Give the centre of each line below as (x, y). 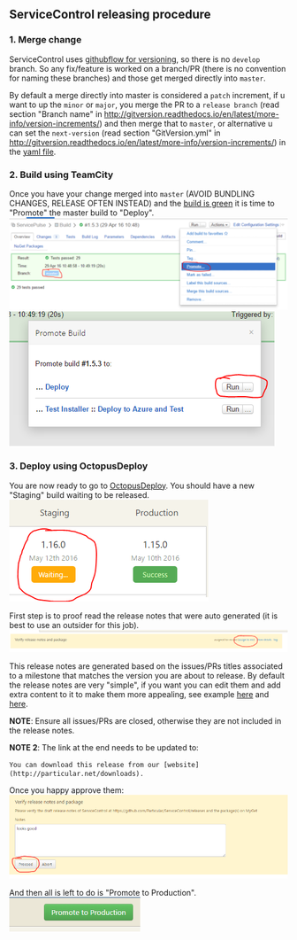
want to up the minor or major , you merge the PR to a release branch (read (145, 105)
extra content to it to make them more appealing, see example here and (139, 695)
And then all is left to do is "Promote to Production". (103, 892)
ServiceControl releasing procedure (110, 15)
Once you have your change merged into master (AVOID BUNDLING (132, 193)
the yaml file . (33, 151)
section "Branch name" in (56, 113)
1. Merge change (46, 40)
